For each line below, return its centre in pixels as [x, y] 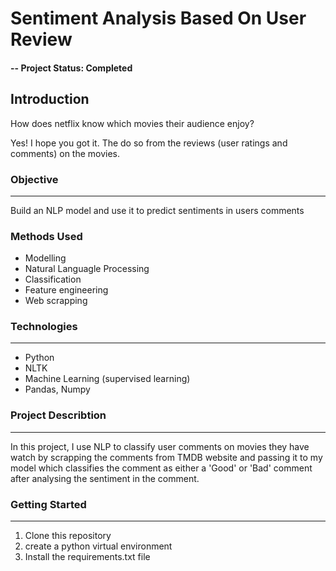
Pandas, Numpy [57, 389]
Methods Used [46, 236]
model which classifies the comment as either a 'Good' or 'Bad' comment [161, 468]
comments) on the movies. [65, 153]
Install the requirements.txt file [87, 557]
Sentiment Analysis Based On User [158, 18]
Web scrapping [56, 301]
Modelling [45, 258]
